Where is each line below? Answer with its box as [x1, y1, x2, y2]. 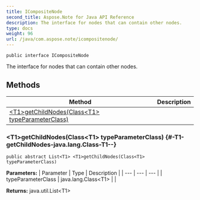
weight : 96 [6, 31, 33, 37]
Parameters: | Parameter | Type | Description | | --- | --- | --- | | [6, 170, 162, 177]
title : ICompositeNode [6, 8, 62, 15]
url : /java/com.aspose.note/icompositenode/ [6, 36, 118, 42]
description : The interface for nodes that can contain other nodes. [6, 20, 183, 26]
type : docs [6, 25, 33, 31]
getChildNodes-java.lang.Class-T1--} [6, 140, 117, 148]
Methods [6, 80, 40, 90]
